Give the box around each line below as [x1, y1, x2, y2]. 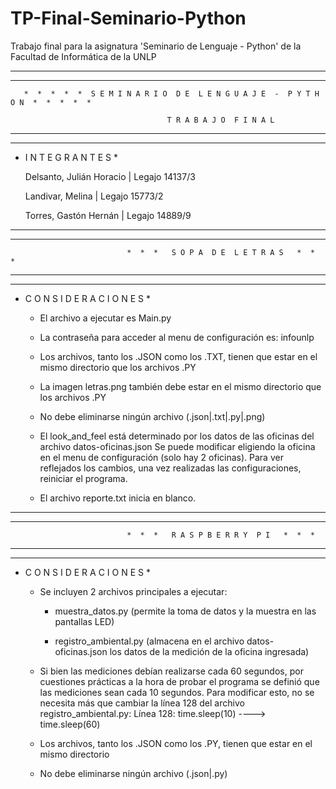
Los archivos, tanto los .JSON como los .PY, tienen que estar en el [39, 737, 313, 749]
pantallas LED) [54, 615, 115, 627]
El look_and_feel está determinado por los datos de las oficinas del [39, 430, 315, 442]
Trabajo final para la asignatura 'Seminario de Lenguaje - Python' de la [10, 40, 302, 52]
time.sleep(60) [39, 718, 101, 730]
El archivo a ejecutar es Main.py [39, 312, 172, 324]
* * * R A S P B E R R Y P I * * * [126, 530, 315, 540]
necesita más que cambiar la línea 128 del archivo [39, 697, 245, 709]
